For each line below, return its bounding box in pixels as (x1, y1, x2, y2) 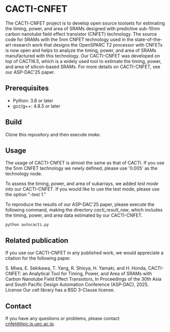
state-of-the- (134, 36, 162, 43)
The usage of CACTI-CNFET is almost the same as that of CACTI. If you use (5, 160, 165, 166)
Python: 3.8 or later (12, 97, 54, 103)
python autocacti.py (5, 222, 50, 227)
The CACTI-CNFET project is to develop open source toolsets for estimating (5, 20, 165, 26)
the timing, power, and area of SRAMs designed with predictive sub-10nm (5, 25, 160, 31)
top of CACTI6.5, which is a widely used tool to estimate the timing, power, (5, 58, 162, 64)
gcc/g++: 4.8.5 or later (12, 103, 60, 109)
